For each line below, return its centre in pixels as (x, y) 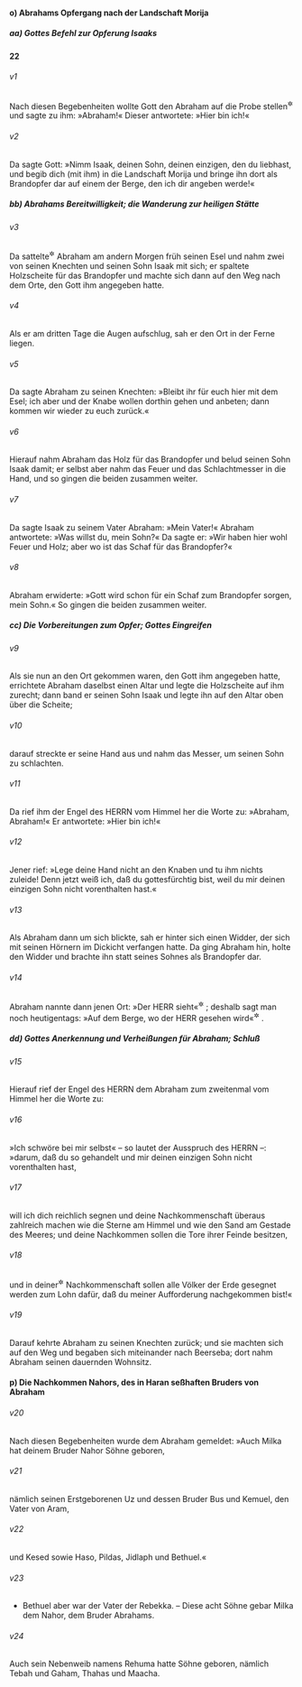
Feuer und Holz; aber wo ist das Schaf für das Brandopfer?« (121, 547)
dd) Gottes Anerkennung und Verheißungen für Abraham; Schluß (135, 1038)
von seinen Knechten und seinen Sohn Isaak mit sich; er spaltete (129, 265)
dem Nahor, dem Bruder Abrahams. (88, 1616)
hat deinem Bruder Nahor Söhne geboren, (87, 1450)
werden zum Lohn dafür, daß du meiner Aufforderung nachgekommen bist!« (151, 1294)
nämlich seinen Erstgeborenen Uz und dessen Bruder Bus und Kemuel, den (149, 1498)
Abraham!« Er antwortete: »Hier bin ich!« (85, 821)
